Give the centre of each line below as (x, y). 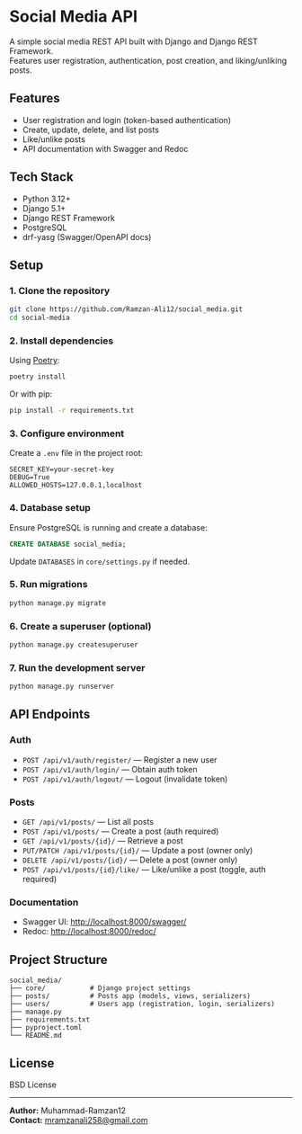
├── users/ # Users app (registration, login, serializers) (142, 1005)
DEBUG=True (30, 478)
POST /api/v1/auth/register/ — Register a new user (120, 759)
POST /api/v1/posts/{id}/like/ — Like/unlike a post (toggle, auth (144, 870)
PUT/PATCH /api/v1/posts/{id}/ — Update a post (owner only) (138, 851)
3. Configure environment (67, 433)
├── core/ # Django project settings (100, 988)
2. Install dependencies (62, 341)
